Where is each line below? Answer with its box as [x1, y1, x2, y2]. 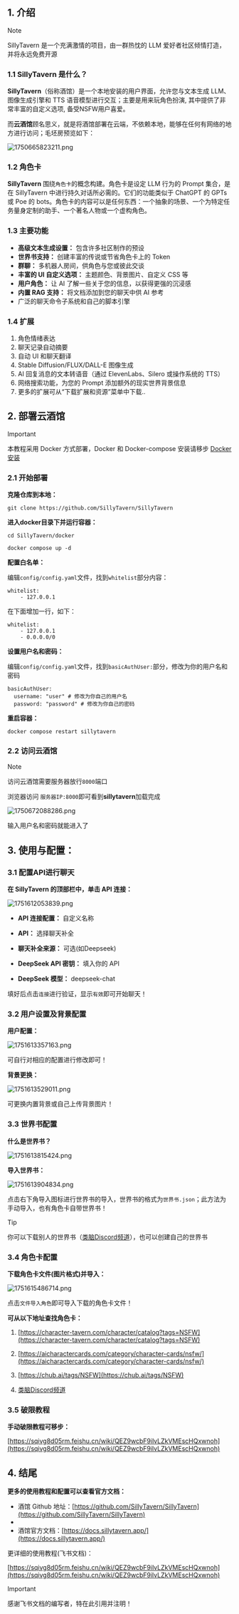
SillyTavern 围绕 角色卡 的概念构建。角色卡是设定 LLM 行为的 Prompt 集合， [7, 180, 225, 188]
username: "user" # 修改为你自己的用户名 [14, 693, 128, 700]
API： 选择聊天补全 [17, 929, 75, 938]
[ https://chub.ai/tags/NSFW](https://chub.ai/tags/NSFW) [17, 1370, 184, 1379]
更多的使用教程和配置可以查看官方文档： [7, 1487, 126, 1496]
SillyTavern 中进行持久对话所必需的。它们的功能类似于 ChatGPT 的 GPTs [15, 188, 228, 197]
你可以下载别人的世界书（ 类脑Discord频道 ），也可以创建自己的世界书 [7, 1232, 208, 1241]
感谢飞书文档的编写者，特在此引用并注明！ [7, 1599, 132, 1608]
